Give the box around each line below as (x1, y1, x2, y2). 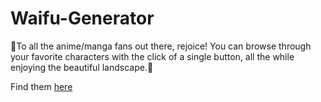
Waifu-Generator (10, 7, 155, 30)
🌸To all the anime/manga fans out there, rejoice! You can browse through (10, 40, 312, 52)
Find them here (10, 80, 73, 92)
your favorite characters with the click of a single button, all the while (10, 50, 295, 62)
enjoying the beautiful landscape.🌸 (10, 61, 154, 73)
